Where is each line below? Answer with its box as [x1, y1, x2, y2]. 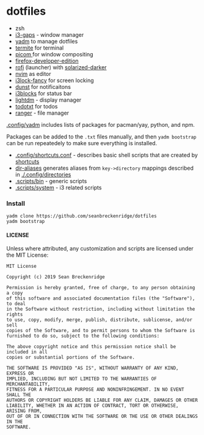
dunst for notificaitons [15, 83, 71, 90]
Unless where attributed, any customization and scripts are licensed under [6, 245, 194, 252]
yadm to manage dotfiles [15, 37, 78, 45]
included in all [6, 349, 48, 355]
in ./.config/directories [15, 170, 71, 178]
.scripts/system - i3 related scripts [15, 184, 102, 191]
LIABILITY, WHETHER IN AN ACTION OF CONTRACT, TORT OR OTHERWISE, [6, 403, 179, 409]
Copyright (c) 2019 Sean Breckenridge [6, 274, 105, 280]
